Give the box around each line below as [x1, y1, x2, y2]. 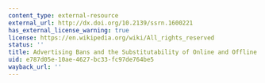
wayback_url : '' [8, 63, 62, 71]
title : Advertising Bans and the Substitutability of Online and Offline [8, 48, 258, 56]
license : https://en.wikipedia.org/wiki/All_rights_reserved [8, 33, 215, 42]
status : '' [8, 41, 44, 49]
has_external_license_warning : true [8, 26, 129, 34]
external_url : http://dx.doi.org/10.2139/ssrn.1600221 [8, 19, 194, 27]
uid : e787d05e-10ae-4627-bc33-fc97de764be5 [8, 56, 155, 64]
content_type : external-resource [8, 11, 119, 20]
